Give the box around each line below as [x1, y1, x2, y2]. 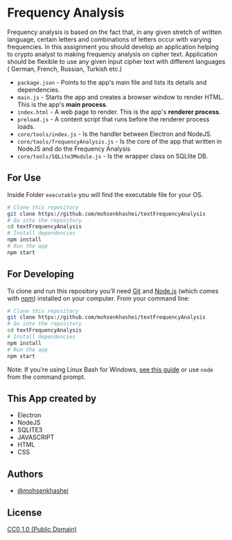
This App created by [7, 392, 97, 404]
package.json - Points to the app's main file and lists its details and [17, 78, 207, 86]
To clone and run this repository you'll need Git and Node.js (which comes [7, 287, 219, 295]
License [7, 507, 42, 518]
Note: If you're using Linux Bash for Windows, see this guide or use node [7, 365, 213, 373]
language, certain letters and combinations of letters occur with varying [7, 35, 212, 43]
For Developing [7, 269, 74, 280]
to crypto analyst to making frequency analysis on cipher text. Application [7, 50, 218, 58]
